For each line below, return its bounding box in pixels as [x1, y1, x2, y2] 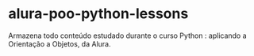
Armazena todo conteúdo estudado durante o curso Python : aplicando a [8, 31, 248, 40]
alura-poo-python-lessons [8, 5, 189, 23]
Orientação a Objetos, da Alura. [8, 39, 111, 48]
